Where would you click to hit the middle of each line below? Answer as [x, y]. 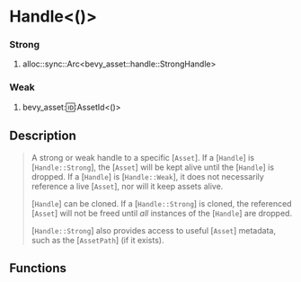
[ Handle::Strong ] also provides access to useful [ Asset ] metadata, [154, 230]
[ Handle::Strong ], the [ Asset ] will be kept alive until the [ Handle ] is [153, 167]
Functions [38, 268]
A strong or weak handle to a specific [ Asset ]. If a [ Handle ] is [142, 157]
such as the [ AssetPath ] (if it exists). [97, 240]
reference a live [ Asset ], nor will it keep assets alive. [127, 186]
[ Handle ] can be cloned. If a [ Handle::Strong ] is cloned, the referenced [161, 203]
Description [43, 136]
